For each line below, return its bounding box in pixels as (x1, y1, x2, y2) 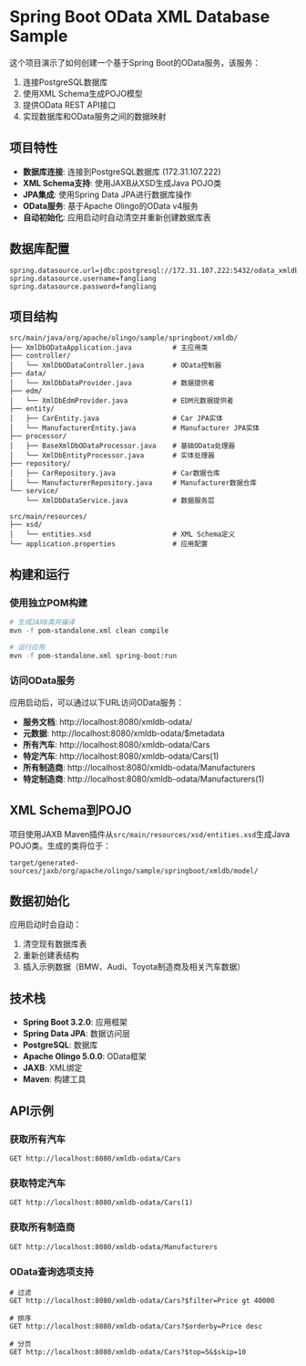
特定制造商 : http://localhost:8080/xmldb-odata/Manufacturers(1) (22, 773, 265, 784)
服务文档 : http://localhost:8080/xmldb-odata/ (22, 716, 193, 727)
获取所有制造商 (9, 1221, 76, 1234)
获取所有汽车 (9, 1132, 66, 1145)
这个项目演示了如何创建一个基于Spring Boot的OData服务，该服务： (9, 57, 261, 68)
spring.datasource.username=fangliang (9, 274, 157, 283)
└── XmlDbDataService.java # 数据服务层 (25, 496, 216, 506)
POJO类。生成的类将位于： (9, 840, 112, 851)
